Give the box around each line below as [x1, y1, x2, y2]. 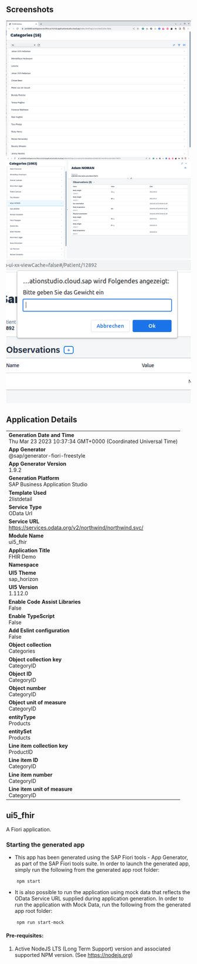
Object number [8, 684, 46, 692]
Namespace [8, 561, 39, 568]
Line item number [8, 771, 53, 778]
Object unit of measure [8, 699, 66, 706]
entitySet [8, 728, 32, 735]
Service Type [8, 503, 42, 510]
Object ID [8, 670, 32, 677]
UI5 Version [8, 584, 38, 591]
